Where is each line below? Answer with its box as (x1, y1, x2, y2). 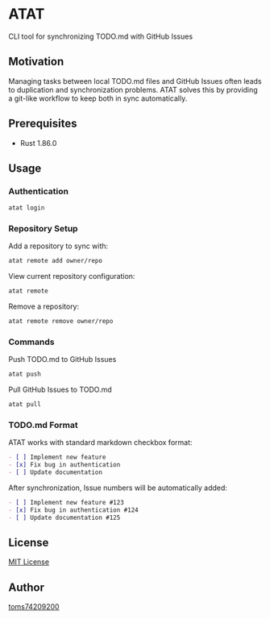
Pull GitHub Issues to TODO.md (8, 384, 113, 395)
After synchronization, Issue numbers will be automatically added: (8, 483, 228, 492)
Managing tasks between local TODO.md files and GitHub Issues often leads (8, 76, 262, 85)
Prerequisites (8, 117, 77, 131)
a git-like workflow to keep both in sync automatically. (8, 93, 188, 103)
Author (8, 580, 44, 594)
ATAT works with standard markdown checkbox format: (8, 438, 193, 447)
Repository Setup (8, 223, 78, 235)
